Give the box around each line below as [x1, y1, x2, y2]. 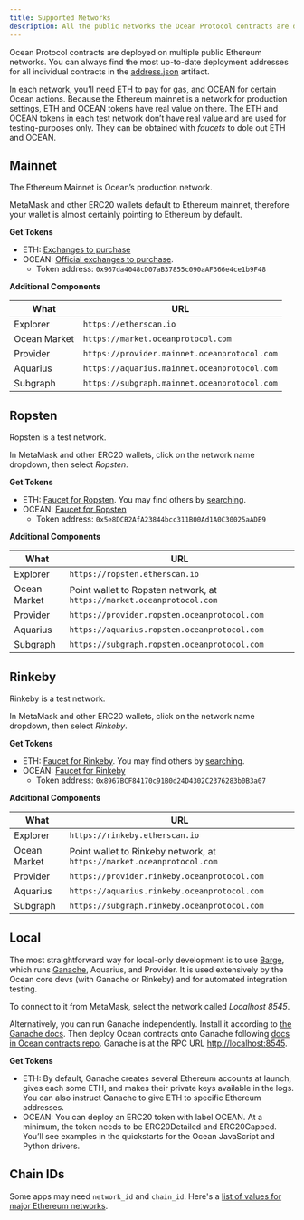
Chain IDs [9, 1166, 65, 1182]
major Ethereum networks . [9, 1200, 109, 1211]
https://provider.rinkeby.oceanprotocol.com [69, 871, 264, 881]
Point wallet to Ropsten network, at [69, 584, 217, 597]
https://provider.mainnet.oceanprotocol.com [82, 348, 279, 359]
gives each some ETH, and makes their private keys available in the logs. [22, 1082, 294, 1093]
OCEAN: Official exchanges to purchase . [22, 254, 174, 265]
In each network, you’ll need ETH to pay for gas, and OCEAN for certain [9, 83, 277, 94]
